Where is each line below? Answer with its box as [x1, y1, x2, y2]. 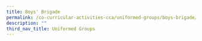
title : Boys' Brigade [6, 8, 61, 15]
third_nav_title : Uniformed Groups [6, 25, 96, 32]
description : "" [6, 20, 47, 26]
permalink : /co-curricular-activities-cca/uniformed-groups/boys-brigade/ [6, 14, 198, 20]
